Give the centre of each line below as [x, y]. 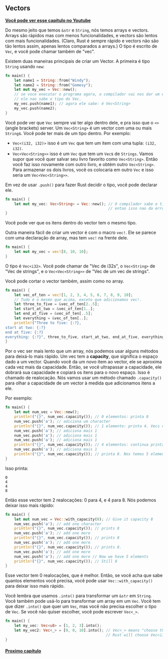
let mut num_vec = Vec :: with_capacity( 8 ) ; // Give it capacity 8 [84, 519]
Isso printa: [17, 468]
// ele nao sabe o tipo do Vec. [48, 99]
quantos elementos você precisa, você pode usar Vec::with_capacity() [79, 581]
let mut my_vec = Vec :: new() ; [46, 90]
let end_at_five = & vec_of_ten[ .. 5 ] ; [53, 314]
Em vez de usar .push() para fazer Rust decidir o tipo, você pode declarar [81, 185]
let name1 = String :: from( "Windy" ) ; [52, 80]
